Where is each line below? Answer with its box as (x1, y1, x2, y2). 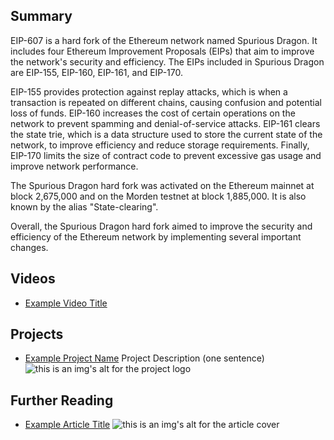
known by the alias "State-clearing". (10, 200, 159, 213)
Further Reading (10, 392, 114, 409)
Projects (10, 326, 64, 343)
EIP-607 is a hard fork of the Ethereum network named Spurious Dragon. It (10, 34, 318, 46)
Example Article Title (24, 419, 111, 431)
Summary (10, 8, 73, 25)
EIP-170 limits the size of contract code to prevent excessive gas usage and (10, 149, 322, 161)
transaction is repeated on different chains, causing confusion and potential (10, 96, 322, 108)
